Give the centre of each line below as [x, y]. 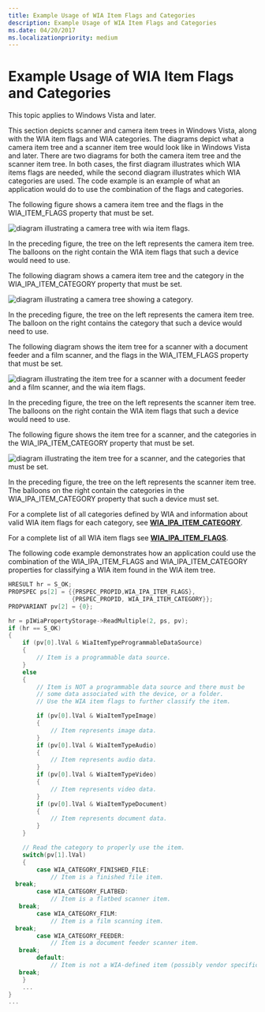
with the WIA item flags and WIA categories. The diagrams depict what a [126, 139]
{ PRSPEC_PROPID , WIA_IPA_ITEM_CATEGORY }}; [142, 599]
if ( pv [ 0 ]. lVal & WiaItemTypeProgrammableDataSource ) [112, 643]
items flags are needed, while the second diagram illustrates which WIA [124, 173]
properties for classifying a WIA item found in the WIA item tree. [112, 570]
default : [51, 958]
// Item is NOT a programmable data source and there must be [141, 687]
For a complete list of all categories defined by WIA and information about [128, 514]
